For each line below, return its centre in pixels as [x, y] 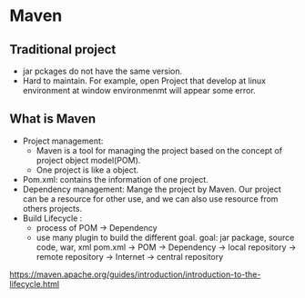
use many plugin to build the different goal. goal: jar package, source [165, 237]
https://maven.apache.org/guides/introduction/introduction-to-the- [135, 274]
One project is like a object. [87, 170]
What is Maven [53, 119]
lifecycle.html [35, 283]
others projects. [52, 208]
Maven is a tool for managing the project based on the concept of [159, 150]
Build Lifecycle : [52, 218]
